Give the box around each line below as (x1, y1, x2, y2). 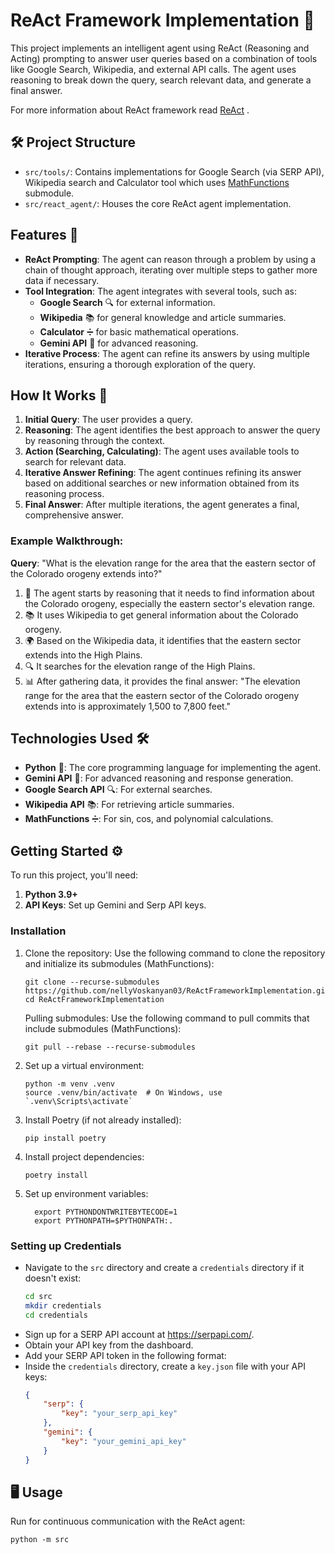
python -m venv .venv (24, 1079, 115, 1089)
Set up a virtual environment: (24, 1059, 145, 1071)
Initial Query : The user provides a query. (24, 414, 193, 426)
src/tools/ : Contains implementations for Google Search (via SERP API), (24, 165, 325, 178)
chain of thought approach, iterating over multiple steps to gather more (24, 264, 318, 276)
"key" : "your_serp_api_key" (61, 1409, 178, 1419)
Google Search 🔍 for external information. (39, 296, 216, 308)
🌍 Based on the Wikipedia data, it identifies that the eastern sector (24, 634, 302, 646)
